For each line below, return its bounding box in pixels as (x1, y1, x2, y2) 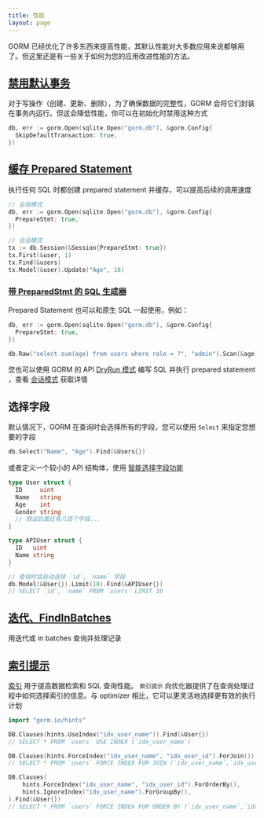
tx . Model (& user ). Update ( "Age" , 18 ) (8, 266, 125, 273)
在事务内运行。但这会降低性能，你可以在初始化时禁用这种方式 (8, 108, 208, 118)
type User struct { (8, 479, 72, 487)
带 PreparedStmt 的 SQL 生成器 (8, 286, 127, 297)
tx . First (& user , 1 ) (8, 251, 72, 259)
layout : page (8, 19, 51, 27)
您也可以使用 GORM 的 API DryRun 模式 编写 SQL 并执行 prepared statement (8, 365, 256, 374)
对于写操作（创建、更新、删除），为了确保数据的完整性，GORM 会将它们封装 (8, 99, 255, 108)
